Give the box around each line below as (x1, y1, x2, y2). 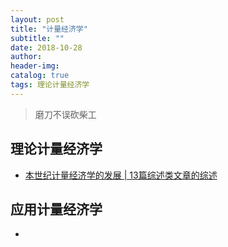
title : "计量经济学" (10, 24, 88, 34)
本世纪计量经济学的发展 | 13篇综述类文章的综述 (24, 169, 218, 181)
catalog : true (10, 71, 70, 81)
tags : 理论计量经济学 (10, 80, 90, 90)
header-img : (10, 61, 60, 71)
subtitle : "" (10, 33, 65, 43)
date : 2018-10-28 (10, 42, 83, 53)
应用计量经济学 (10, 201, 103, 218)
